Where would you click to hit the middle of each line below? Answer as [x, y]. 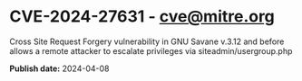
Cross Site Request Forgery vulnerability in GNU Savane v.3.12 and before [147, 41]
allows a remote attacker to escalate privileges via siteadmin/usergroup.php [151, 50]
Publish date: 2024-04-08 [59, 68]
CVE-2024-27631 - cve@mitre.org [142, 17]
